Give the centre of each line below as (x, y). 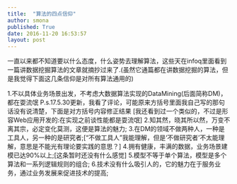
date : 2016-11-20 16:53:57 (47, 33)
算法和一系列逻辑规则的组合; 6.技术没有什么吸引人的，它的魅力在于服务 (111, 164)
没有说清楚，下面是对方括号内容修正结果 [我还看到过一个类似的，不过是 (118, 111)
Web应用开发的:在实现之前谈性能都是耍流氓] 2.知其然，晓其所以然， (112, 120)
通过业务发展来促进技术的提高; (64, 173)
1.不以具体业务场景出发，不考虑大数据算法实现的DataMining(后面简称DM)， (117, 94)
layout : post (27, 40)
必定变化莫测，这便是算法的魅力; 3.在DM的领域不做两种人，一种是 (128, 129)
